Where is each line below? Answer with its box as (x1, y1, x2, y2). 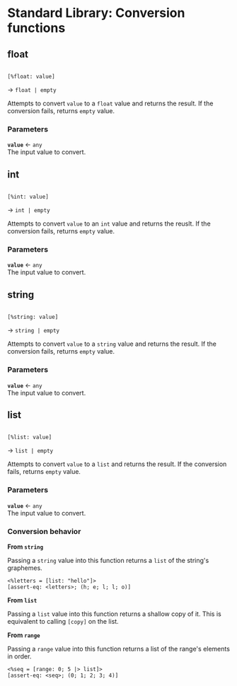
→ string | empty (7, 326, 60, 335)
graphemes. (7, 564, 42, 572)
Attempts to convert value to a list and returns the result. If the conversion (7, 460, 227, 468)
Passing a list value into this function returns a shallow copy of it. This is (7, 610, 221, 618)
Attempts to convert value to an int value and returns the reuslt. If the (7, 219, 211, 228)
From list (7, 595, 37, 604)
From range (7, 631, 40, 639)
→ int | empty (7, 206, 51, 214)
